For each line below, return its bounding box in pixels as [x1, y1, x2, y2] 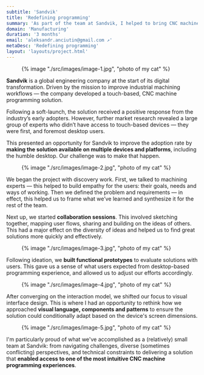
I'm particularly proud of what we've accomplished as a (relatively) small [6, 335, 188, 343]
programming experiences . [6, 361, 76, 368]
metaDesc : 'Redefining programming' [6, 43, 99, 49]
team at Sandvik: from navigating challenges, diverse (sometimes [6, 342, 170, 349]
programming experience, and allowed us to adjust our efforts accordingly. [6, 269, 193, 277]
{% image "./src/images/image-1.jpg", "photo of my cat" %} [21, 65, 171, 72]
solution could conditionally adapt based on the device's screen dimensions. [6, 312, 198, 319]
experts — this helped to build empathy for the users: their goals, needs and [6, 182, 197, 189]
